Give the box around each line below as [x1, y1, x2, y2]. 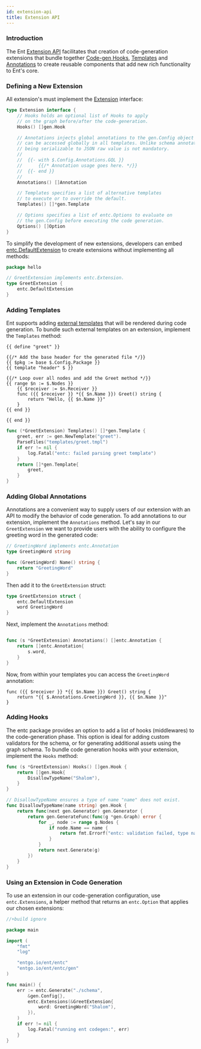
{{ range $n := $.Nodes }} [6, 380, 74, 387]
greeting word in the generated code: [6, 532, 99, 539]
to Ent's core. [6, 67, 39, 74]
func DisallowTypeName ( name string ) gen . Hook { [6, 802, 127, 809]
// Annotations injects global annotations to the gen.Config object [17, 134, 194, 141]
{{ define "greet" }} [6, 344, 60, 350]
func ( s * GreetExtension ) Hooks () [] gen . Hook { [6, 763, 127, 770]
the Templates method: [6, 332, 62, 340]
